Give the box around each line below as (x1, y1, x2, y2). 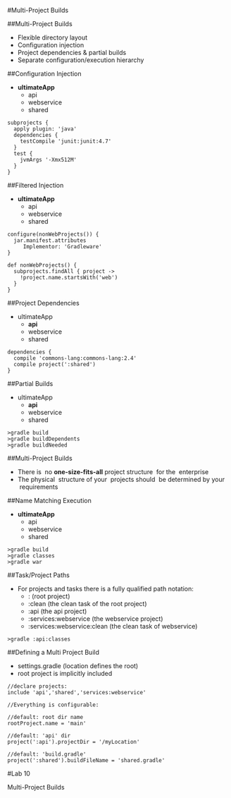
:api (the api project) (27, 607, 87, 615)
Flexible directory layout (17, 33, 88, 42)
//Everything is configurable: (7, 701, 99, 708)
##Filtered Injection (7, 181, 64, 189)
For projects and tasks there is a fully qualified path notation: (17, 585, 194, 593)
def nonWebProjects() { (7, 262, 77, 269)
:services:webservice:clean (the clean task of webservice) (27, 622, 198, 630)
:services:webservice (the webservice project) (27, 615, 163, 623)
